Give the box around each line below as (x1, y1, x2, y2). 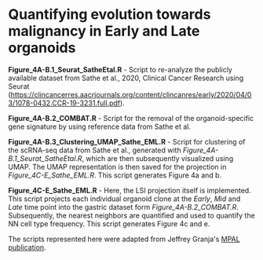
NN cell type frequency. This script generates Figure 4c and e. (8, 218, 210, 229)
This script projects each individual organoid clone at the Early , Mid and (8, 194, 241, 203)
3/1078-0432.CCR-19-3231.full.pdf (8, 98, 120, 108)
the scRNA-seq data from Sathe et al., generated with (8, 145, 182, 155)
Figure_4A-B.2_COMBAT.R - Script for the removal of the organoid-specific (8, 113, 254, 123)
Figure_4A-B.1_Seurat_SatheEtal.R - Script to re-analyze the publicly (8, 64, 233, 74)
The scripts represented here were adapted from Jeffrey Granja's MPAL (8, 234, 241, 244)
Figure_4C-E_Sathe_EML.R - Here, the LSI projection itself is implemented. (8, 185, 251, 195)
